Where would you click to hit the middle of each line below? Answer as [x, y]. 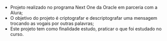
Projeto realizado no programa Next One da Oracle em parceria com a [84, 7]
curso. [17, 34]
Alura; [16, 13]
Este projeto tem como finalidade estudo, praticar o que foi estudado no [86, 29]
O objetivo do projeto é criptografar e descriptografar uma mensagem [83, 18]
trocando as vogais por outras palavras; [52, 23]
